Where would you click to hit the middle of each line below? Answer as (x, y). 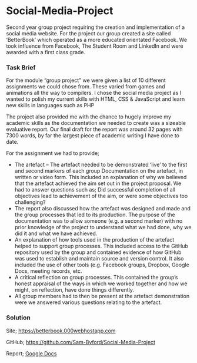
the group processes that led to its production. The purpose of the (95, 215)
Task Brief (21, 67)
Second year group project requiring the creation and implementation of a (96, 27)
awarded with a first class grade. (46, 52)
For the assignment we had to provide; (53, 153)
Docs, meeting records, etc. (48, 271)
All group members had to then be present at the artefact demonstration (102, 296)
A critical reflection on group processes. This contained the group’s (96, 278)
